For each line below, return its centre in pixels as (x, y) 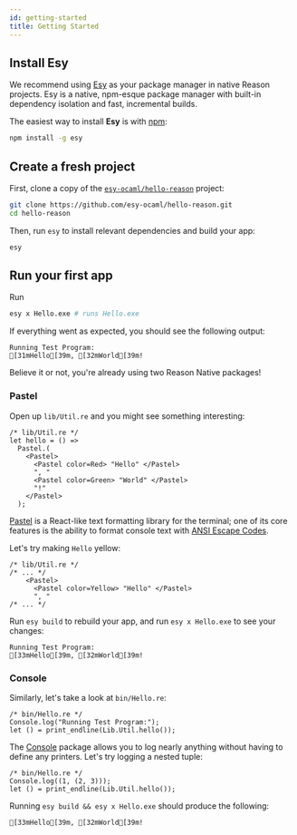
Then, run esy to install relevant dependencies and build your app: (132, 230)
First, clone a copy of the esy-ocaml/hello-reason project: (117, 188)
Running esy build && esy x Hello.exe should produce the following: (139, 806)
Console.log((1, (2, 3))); (60, 781)
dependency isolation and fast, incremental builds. (103, 104)
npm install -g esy (46, 138)
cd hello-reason (40, 213)
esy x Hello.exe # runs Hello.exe (75, 314)
